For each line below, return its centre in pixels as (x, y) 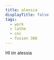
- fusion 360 (24, 39)
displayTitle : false (27, 15)
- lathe (18, 29)
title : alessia (21, 10)
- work (17, 24)
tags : (11, 19)
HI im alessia (19, 53)
